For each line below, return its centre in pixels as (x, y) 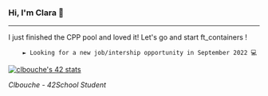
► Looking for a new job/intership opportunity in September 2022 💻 (140, 53)
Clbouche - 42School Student (57, 85)
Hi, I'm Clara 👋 (36, 13)
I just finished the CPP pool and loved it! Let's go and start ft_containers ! (128, 37)
